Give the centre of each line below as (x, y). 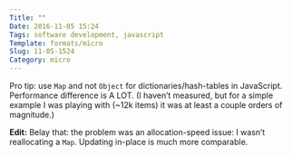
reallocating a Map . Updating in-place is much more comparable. (129, 142)
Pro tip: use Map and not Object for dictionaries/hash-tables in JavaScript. (146, 86)
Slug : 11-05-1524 (42, 52)
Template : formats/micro (56, 43)
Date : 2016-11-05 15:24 (54, 26)
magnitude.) (32, 115)
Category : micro (40, 60)
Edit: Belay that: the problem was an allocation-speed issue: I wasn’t (137, 132)
